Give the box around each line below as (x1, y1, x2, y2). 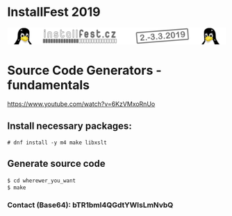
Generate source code (7, 158, 106, 170)
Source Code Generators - (7, 62, 162, 78)
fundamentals (7, 77, 90, 93)
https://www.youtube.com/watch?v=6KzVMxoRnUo (7, 100, 156, 108)
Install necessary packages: (7, 120, 132, 132)
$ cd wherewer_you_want (7, 177, 76, 184)
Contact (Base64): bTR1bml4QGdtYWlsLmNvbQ (7, 200, 174, 210)
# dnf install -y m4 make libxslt (7, 139, 108, 146)
